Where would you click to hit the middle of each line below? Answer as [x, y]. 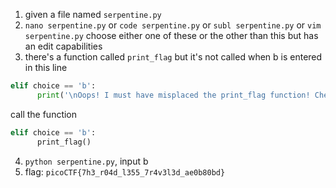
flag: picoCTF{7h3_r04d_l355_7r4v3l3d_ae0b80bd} [125, 171]
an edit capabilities [63, 46]
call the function [44, 114]
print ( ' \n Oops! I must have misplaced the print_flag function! [173, 95]
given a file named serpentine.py [93, 14]
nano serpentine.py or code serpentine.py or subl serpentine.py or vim [173, 25]
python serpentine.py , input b [86, 161]
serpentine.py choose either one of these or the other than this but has [171, 35]
